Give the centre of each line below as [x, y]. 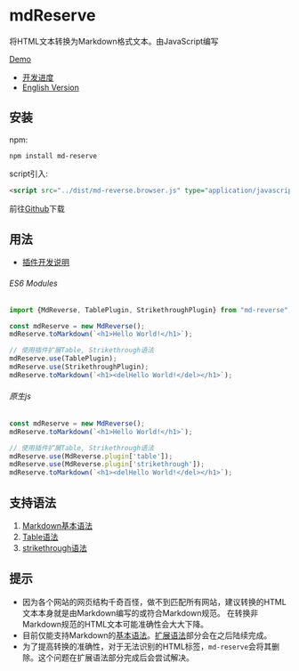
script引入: [29, 174]
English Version [51, 87]
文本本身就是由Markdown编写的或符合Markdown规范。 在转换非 [140, 613]
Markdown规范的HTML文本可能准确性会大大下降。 [115, 624]
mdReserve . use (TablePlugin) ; [63, 359]
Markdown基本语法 [57, 526]
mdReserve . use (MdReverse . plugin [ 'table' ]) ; [91, 456]
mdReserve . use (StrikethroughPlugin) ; [79, 367]
